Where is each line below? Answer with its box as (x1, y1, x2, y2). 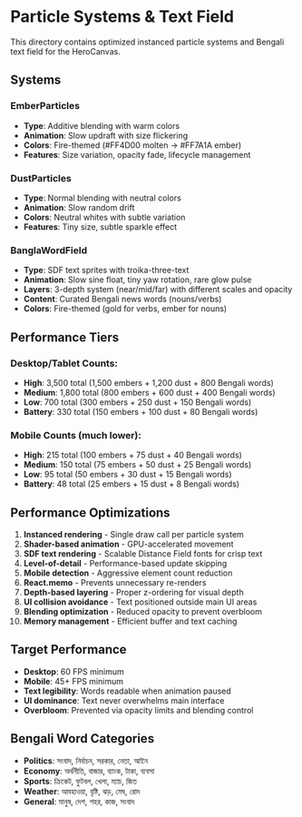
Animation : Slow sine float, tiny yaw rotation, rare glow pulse (23, 274, 252, 285)
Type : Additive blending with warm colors (23, 120, 180, 131)
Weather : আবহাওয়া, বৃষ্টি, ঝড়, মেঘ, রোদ (23, 785, 141, 796)
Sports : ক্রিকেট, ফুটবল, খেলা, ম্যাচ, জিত (23, 775, 137, 786)
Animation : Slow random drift (23, 202, 135, 212)
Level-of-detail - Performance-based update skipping (23, 558, 228, 569)
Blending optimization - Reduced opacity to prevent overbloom (23, 606, 262, 617)
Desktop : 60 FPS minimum (23, 665, 125, 677)
